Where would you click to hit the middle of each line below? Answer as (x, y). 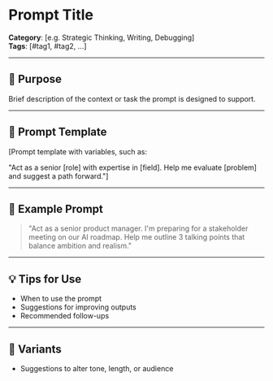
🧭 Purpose (35, 79)
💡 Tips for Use (45, 279)
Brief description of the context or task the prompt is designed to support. (132, 98)
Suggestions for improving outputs (78, 307)
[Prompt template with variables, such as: (78, 151)
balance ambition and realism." (80, 246)
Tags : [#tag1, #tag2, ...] (48, 45)
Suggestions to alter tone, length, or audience (97, 368)
